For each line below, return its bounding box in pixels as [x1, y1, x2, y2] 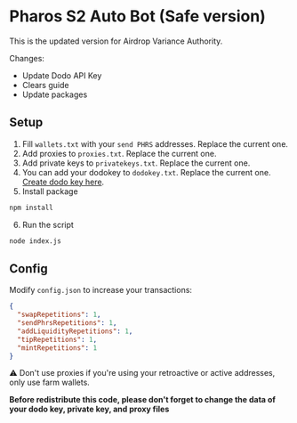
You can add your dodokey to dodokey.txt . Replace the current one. [21, 167, 271, 177]
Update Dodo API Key [21, 69, 102, 81]
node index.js [9, 236, 62, 246]
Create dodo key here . [21, 176, 105, 187]
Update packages [21, 89, 88, 100]
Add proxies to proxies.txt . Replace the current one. [21, 148, 217, 159]
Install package [21, 185, 78, 197]
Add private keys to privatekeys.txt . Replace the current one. [21, 158, 251, 168]
